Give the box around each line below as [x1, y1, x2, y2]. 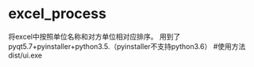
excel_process [8, 5, 107, 23]
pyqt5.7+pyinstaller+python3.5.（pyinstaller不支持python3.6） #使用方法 [8, 41, 246, 51]
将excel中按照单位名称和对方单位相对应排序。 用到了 [8, 32, 181, 41]
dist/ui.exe [8, 50, 43, 60]
